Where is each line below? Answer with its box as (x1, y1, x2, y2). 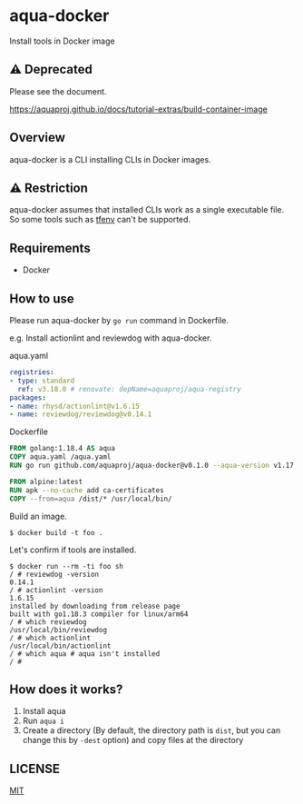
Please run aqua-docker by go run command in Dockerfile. (9, 315, 230, 325)
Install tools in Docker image (9, 35, 115, 46)
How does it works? (9, 681, 123, 697)
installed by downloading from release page (9, 601, 181, 610)
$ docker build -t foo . (9, 528, 103, 537)
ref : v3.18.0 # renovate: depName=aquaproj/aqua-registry (17, 384, 242, 393)
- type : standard (9, 376, 75, 385)
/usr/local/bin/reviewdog (9, 625, 107, 634)
